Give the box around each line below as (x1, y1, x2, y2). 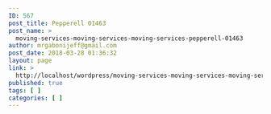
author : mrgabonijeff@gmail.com (8, 42, 117, 50)
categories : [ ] (8, 94, 63, 102)
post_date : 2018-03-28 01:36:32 (8, 49, 117, 57)
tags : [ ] (8, 86, 42, 95)
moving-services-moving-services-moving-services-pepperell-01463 (15, 34, 244, 43)
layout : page (8, 57, 52, 65)
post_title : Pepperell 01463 (8, 19, 106, 27)
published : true (8, 79, 63, 87)
